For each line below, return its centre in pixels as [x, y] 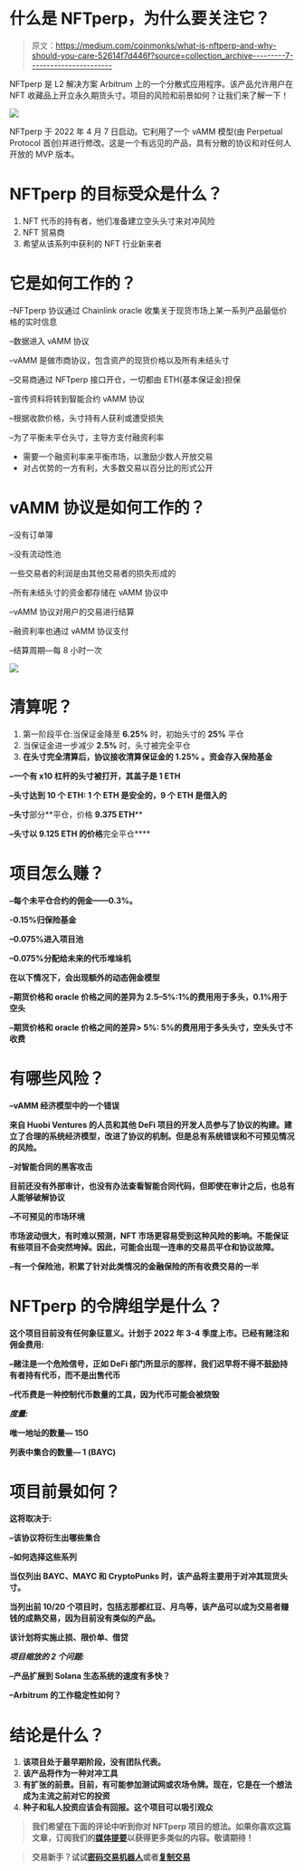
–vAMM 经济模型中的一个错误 [65, 1105]
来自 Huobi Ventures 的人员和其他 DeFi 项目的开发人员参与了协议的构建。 [147, 1124]
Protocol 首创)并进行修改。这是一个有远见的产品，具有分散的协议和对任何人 [151, 142]
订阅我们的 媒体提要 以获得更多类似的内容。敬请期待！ [155, 1838]
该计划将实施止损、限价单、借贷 [69, 1637]
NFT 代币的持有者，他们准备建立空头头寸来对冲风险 [119, 221]
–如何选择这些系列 [43, 1557]
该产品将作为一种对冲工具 [70, 1773]
